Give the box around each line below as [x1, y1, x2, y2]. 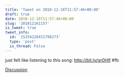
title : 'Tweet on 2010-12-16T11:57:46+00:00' [5, 7, 100, 12]
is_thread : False [9, 44, 45, 49]
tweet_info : [5, 30, 30, 35]
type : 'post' [9, 39, 37, 44]
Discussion [5, 67, 28, 73]
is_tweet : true [5, 26, 37, 30]
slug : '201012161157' [5, 21, 50, 26]
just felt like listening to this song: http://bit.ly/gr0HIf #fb [5, 57, 119, 63]
